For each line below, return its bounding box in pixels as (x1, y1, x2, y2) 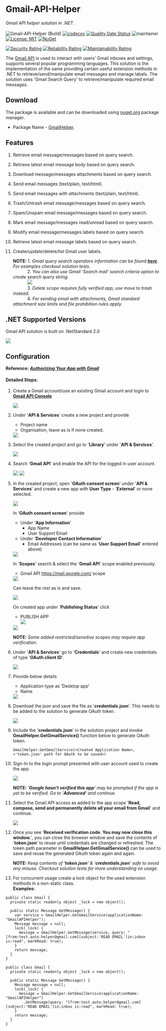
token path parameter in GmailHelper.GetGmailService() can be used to (12, 845, 161, 851)
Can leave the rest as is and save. (12, 585, 82, 591)
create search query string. (12, 274, 69, 280)
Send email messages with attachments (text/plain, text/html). (12, 190, 140, 196)
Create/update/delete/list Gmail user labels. (12, 248, 102, 254)
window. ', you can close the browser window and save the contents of (12, 835, 158, 841)
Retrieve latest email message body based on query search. (12, 161, 136, 167)
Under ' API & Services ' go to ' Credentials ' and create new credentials (12, 649, 157, 655)
